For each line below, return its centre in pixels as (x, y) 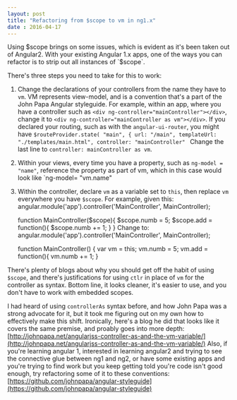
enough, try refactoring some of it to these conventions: (89, 374)
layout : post (26, 14)
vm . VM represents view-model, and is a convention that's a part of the (120, 97)
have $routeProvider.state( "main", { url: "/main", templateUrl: (117, 134)
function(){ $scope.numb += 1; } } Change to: (83, 228)
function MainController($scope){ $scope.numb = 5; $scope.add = (115, 220)
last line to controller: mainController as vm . (85, 150)
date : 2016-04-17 (34, 27)
